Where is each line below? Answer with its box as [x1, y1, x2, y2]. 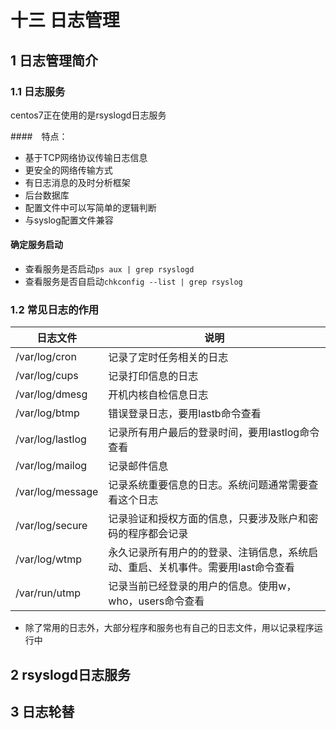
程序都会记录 [128, 527, 189, 541]
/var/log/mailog [15, 459, 88, 473]
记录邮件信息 [108, 459, 169, 473]
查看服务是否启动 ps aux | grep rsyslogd [24, 263, 195, 275]
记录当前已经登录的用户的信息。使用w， [108, 579, 297, 593]
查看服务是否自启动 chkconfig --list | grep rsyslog [24, 276, 243, 288]
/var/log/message [15, 485, 99, 499]
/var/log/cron [15, 350, 77, 364]
